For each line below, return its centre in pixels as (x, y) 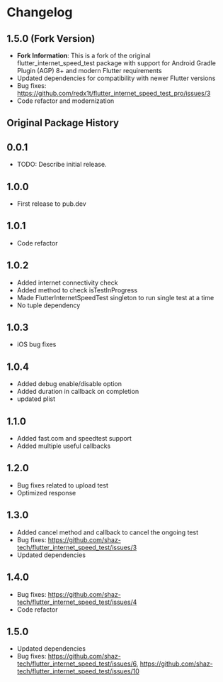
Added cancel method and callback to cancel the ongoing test (108, 532)
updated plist (36, 399)
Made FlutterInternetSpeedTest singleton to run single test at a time (115, 297)
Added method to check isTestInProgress (77, 290)
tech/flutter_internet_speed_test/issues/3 (77, 547)
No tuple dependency (48, 305)
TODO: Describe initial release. (62, 165)
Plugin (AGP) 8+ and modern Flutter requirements (89, 71)
